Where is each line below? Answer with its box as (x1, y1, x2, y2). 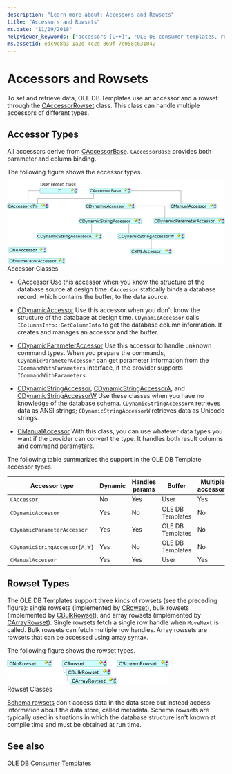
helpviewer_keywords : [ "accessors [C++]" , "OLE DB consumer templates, (7, 33, 217, 40)
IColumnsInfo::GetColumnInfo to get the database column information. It (17, 321, 222, 329)
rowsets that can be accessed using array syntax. (7, 633, 149, 641)
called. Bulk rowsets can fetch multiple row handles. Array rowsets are (7, 625, 208, 633)
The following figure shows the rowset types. (7, 646, 136, 654)
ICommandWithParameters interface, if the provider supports (17, 363, 183, 372)
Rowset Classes (7, 685, 53, 693)
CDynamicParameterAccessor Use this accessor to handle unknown (17, 341, 212, 350)
